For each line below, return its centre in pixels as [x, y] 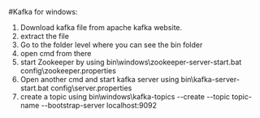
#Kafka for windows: [43, 12]
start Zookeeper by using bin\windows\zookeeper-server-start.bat [131, 62]
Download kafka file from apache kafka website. [101, 27]
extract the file [44, 36]
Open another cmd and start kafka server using [100, 79]
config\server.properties [91, 88]
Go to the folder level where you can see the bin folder [111, 45]
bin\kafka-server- [210, 79]
